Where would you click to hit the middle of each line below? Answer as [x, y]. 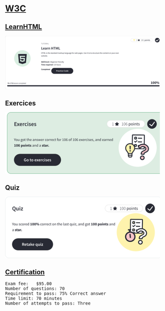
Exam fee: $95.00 [28, 284]
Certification [25, 272]
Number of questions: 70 [35, 289]
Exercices [20, 103]
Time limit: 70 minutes [34, 298]
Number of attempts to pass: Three [48, 303]
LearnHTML [24, 27]
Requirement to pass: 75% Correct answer [56, 294]
